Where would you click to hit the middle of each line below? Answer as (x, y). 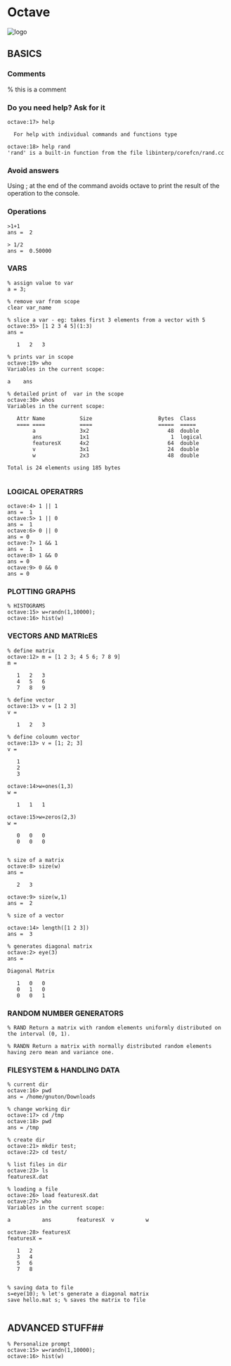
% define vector (31, 700)
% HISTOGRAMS (26, 606)
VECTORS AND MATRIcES (53, 636)
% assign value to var (40, 283)
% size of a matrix (36, 860)
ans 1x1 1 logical (117, 437)
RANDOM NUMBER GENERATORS (66, 1013)
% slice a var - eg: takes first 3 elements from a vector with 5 (106, 320)
